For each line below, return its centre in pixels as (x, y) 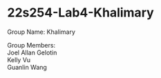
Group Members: (31, 45)
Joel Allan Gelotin (32, 52)
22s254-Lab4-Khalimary (80, 13)
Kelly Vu (19, 59)
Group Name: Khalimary (41, 32)
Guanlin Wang (27, 67)
